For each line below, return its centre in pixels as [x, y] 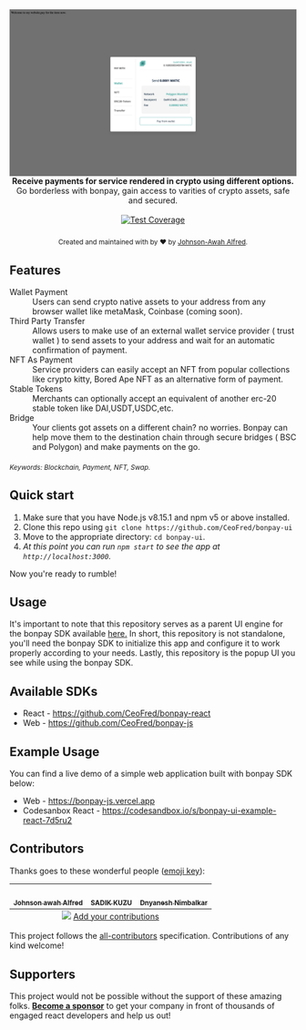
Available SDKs [54, 691]
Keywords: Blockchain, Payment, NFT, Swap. [80, 467]
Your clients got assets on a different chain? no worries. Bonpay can [160, 427]
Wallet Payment [39, 291]
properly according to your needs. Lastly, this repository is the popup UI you [153, 653]
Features [35, 270]
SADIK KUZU [112, 903]
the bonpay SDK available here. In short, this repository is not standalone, [147, 634]
